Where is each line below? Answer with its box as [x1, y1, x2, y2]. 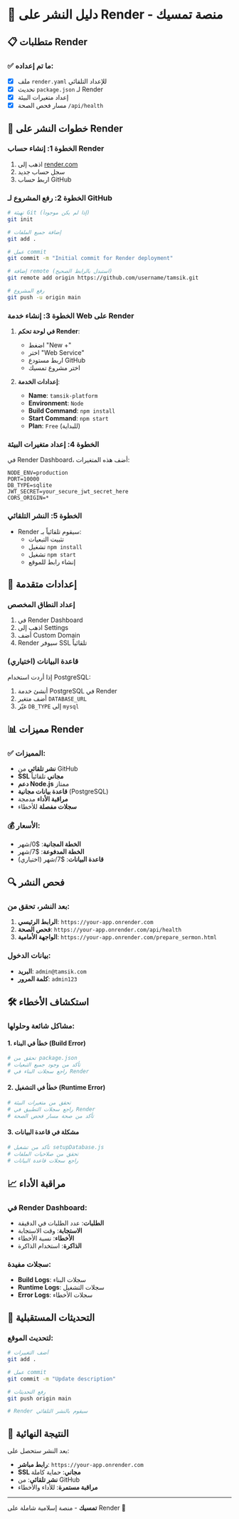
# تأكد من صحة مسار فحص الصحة [7, 1112, 95, 1120]
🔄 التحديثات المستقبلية [7, 1311, 95, 1323]
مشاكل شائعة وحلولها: [7, 1021, 75, 1031]
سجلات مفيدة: [7, 1260, 51, 1270]
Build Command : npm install [28, 406, 116, 415]
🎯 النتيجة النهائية [7, 1428, 69, 1440]
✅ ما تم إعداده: [7, 61, 54, 71]
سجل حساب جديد [17, 167, 65, 176]
